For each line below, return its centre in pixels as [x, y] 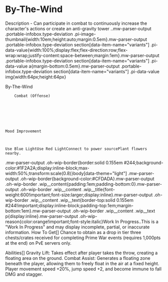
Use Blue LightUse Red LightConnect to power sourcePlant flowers [76, 149]
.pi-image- [85, 34]
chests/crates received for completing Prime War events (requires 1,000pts [83, 238]
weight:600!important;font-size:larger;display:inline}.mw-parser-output [79, 195]
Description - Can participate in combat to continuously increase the [76, 23]
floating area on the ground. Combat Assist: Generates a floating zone [78, 258]
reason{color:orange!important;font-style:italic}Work [60, 221]
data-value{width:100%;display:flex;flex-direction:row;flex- [66, 50]
